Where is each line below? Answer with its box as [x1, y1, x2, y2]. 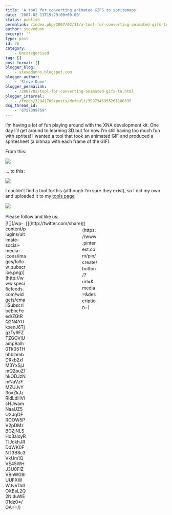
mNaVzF [5, 379, 24, 384]
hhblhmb [5, 352, 24, 357]
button [82, 266, 96, 271]
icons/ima [5, 253, 27, 259]
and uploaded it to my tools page [5, 193, 75, 199]
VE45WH [5, 461, 25, 467]
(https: [82, 227, 96, 233]
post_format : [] [5, 60, 40, 65]
